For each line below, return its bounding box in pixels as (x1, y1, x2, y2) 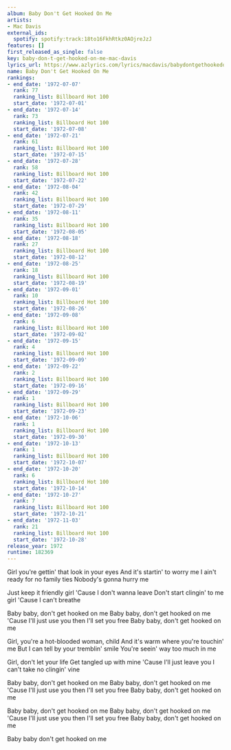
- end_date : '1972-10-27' (7, 491, 81, 498)
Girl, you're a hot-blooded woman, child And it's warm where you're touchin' (7, 638, 224, 646)
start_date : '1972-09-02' (13, 330, 88, 338)
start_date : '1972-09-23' (13, 408, 88, 415)
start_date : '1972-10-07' (13, 460, 88, 466)
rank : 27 (13, 241, 38, 248)
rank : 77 (13, 87, 38, 94)
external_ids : (7, 29, 48, 37)
